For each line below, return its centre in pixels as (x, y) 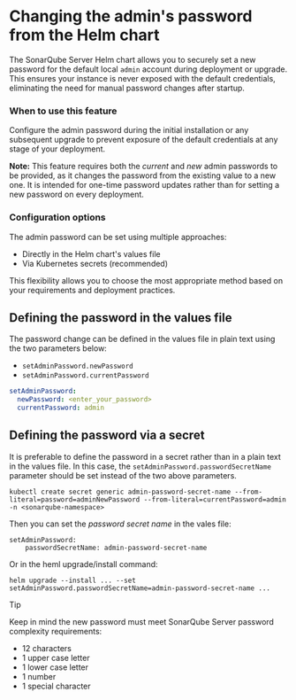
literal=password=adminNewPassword (75, 499)
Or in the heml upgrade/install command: (83, 564)
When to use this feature (63, 111)
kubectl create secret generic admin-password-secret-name (120, 492)
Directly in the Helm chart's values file (91, 253)
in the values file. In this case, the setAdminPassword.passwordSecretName (140, 466)
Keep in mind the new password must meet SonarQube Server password (141, 621)
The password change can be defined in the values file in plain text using (142, 339)
